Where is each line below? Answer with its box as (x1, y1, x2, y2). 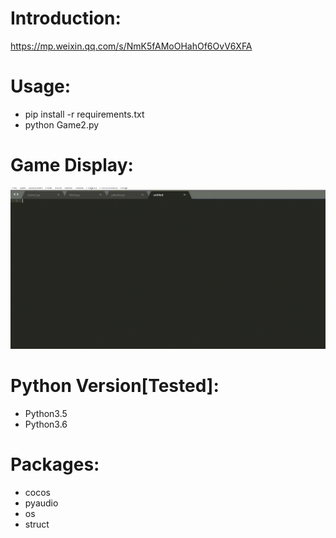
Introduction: (10, 7, 122, 30)
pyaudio (24, 497, 59, 509)
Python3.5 (24, 407, 68, 419)
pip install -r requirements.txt (24, 108, 145, 120)
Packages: (10, 453, 100, 476)
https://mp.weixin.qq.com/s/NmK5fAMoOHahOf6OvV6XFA (10, 40, 253, 52)
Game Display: (10, 154, 134, 177)
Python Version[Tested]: (10, 374, 220, 397)
